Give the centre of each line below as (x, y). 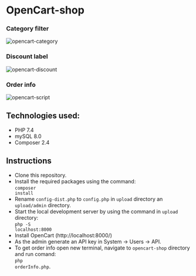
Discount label (27, 56)
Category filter (28, 29)
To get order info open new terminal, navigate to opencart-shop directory (102, 248)
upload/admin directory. (43, 205)
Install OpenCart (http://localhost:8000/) (63, 235)
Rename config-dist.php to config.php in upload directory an (89, 199)
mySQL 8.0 (28, 136)
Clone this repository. (40, 175)
